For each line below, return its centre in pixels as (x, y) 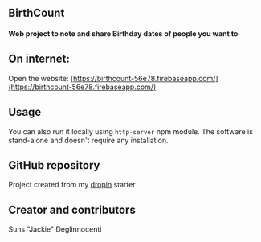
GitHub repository (54, 165)
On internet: (39, 59)
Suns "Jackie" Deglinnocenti (55, 229)
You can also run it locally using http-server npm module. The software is (130, 131)
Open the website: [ (41, 78)
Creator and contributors (72, 209)
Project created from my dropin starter (72, 185)
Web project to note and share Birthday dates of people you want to (123, 33)
